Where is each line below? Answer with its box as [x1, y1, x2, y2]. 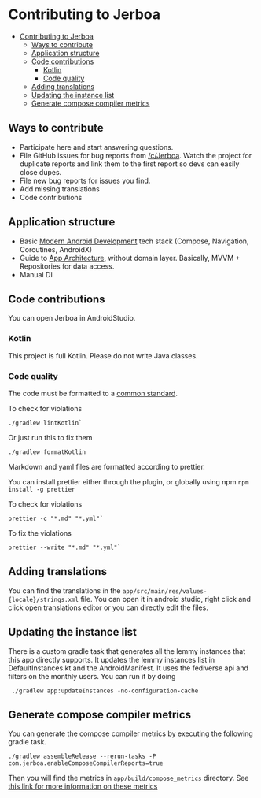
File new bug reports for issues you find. [19, 176, 151, 185]
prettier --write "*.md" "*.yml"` [8, 544, 122, 551]
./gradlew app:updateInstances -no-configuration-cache [11, 687, 199, 695]
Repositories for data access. [19, 262, 115, 271]
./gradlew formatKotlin [8, 447, 86, 456]
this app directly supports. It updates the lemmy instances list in [8, 655, 215, 664]
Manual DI [19, 269, 53, 279]
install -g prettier [8, 485, 76, 493]
